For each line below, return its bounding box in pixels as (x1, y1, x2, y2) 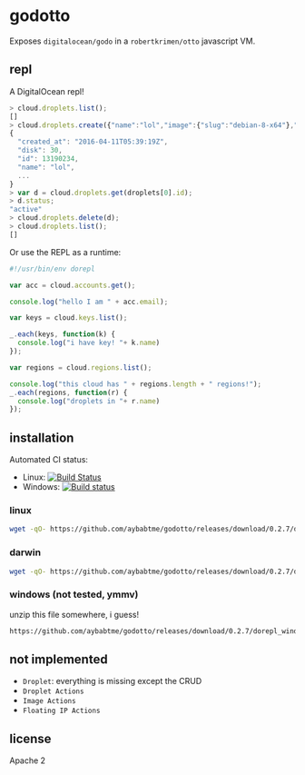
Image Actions (22, 697, 76, 706)
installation (9, 430, 74, 445)
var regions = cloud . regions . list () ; (9, 363, 152, 373)
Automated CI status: (9, 454, 89, 465)
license (9, 730, 52, 746)
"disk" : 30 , (17, 146, 64, 155)
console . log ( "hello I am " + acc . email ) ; (9, 297, 169, 306)
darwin (9, 546, 42, 559)
